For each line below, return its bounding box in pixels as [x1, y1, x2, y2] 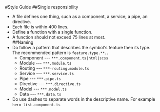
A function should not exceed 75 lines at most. [12, 34, 106, 40]
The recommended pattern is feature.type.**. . [12, 50, 108, 56]
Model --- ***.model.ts [19, 86, 67, 92]
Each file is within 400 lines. [12, 24, 69, 30]
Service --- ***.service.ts [19, 71, 74, 76]
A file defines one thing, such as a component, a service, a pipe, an [12, 14, 148, 19]
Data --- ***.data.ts [19, 91, 62, 97]
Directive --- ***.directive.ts [19, 81, 81, 87]
